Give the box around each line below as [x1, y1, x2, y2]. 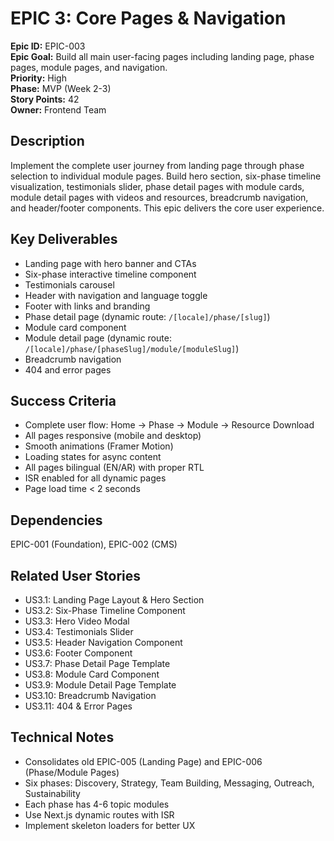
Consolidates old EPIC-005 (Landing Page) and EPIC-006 [24, 755, 263, 767]
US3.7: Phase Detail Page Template [24, 658, 171, 669]
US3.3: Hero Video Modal [24, 615, 130, 627]
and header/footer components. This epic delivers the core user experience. [10, 202, 325, 214]
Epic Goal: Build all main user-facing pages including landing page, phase [10, 50, 315, 62]
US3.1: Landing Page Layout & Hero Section [24, 594, 205, 606]
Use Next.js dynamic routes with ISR [24, 808, 175, 821]
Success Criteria [10, 392, 117, 409]
